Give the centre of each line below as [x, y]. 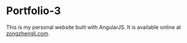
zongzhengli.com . [28, 33]
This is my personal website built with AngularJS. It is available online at [94, 27]
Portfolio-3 [33, 11]
